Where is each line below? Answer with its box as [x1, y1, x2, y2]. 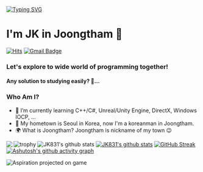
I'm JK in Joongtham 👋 [6, 27, 123, 41]
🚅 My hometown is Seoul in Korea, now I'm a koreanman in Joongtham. [15, 120, 194, 127]
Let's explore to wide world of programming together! [6, 62, 169, 71]
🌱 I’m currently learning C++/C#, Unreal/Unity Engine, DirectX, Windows [15, 107, 197, 114]
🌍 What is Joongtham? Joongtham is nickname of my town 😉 [15, 126, 173, 134]
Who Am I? [6, 93, 40, 101]
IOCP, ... [15, 113, 36, 120]
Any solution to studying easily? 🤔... [6, 77, 100, 85]
